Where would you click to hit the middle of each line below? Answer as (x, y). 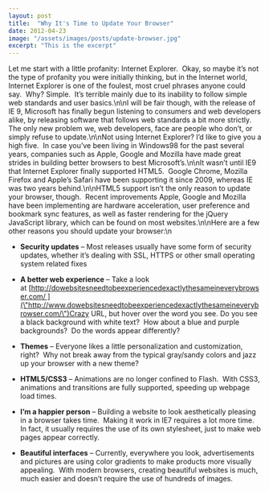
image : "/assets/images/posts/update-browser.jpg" (95, 38)
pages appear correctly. (60, 437)
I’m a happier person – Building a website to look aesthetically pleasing (138, 412)
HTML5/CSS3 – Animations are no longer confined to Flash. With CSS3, (140, 379)
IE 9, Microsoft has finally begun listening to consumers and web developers (134, 111)
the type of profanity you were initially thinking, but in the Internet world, (128, 77)
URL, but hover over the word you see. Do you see (175, 314)
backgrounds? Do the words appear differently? (100, 331)
